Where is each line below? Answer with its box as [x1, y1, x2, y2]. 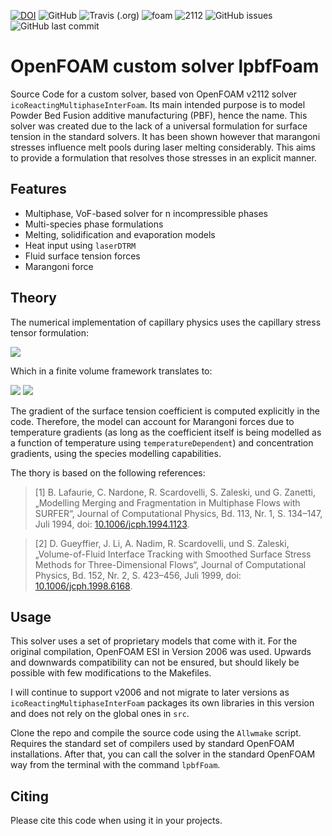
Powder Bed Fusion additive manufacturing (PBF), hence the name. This [10, 109, 308, 121]
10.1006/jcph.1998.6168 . [34, 580, 133, 592]
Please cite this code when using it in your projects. [10, 815, 223, 827]
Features [10, 181, 67, 198]
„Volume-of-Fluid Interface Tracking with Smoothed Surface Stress [34, 548, 312, 560]
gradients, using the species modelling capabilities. [10, 447, 222, 459]
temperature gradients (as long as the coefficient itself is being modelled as [10, 426, 322, 438]
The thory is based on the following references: [10, 466, 206, 479]
